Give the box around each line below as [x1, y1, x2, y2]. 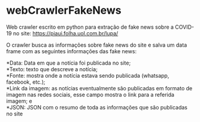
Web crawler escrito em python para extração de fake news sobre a [6, 23, 174, 30]
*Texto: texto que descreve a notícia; [6, 65, 98, 72]
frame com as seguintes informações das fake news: [6, 47, 137, 54]
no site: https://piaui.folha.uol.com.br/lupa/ [13, 29, 119, 36]
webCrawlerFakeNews [6, 4, 122, 17]
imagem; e [6, 97, 32, 105]
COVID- [175, 23, 195, 30]
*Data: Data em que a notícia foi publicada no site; [6, 59, 131, 66]
